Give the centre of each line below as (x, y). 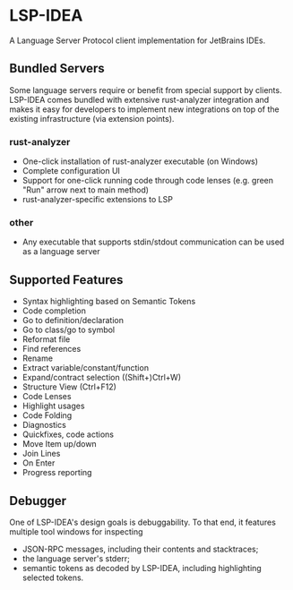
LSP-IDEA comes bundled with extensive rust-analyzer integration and (139, 99)
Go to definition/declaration (73, 321)
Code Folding (47, 415)
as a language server (61, 252)
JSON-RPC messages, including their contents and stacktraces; (140, 549)
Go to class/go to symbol (68, 330)
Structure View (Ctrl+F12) (69, 387)
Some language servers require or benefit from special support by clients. (146, 90)
